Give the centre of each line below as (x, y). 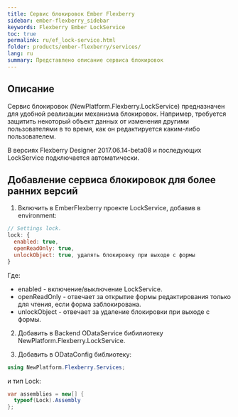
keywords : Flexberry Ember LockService (66, 27)
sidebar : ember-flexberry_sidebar (59, 21)
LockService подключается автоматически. (74, 158)
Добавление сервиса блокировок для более (112, 179)
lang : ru (20, 54)
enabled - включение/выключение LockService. (90, 289)
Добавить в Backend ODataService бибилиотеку (90, 333)
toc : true (22, 34)
